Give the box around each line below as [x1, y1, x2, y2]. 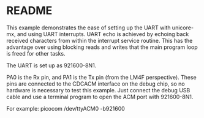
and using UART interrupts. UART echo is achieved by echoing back [17, 30, 189, 37]
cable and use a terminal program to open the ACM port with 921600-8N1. [6, 93, 194, 100]
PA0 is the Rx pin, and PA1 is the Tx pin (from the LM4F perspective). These [6, 73, 197, 81]
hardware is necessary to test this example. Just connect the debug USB [6, 86, 191, 94]
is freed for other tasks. [6, 50, 66, 57]
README [6, 4, 53, 18]
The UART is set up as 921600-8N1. [6, 62, 97, 69]
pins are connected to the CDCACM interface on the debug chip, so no [6, 80, 185, 87]
